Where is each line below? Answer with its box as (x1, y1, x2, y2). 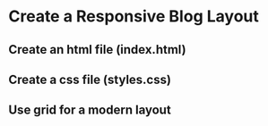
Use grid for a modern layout (8, 103, 171, 118)
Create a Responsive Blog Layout (8, 6, 259, 27)
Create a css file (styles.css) (8, 71, 172, 87)
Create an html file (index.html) (8, 42, 186, 57)
